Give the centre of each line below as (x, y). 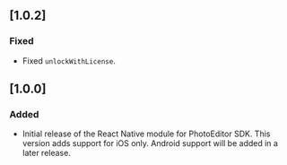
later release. (47, 153)
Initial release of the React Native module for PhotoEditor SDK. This (146, 134)
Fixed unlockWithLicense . (69, 61)
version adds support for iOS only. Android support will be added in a (150, 143)
